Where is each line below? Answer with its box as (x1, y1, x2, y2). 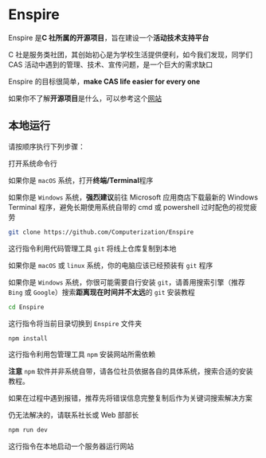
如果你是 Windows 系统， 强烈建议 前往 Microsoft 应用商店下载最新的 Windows (8, 192, 259, 202)
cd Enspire (8, 303, 45, 311)
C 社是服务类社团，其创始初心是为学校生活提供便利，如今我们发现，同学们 (8, 49, 253, 59)
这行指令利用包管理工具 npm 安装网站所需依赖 (8, 350, 156, 359)
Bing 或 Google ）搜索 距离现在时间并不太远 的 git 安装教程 (8, 287, 195, 297)
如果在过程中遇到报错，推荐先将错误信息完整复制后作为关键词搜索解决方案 (8, 394, 252, 403)
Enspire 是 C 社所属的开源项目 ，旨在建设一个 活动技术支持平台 (8, 33, 209, 42)
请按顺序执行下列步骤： (8, 142, 85, 151)
